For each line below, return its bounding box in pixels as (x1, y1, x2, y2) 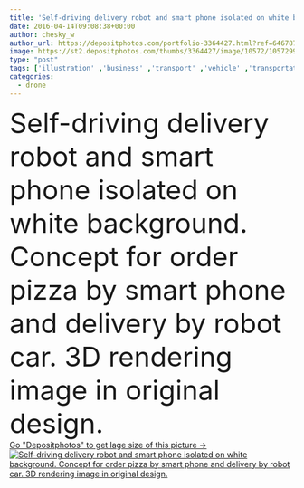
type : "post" (9, 55, 59, 64)
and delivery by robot (9, 305, 282, 340)
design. (9, 406, 104, 440)
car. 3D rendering (9, 339, 233, 374)
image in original (9, 372, 220, 407)
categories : (9, 72, 54, 81)
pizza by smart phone (9, 273, 287, 307)
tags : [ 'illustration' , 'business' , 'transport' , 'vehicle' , (9, 64, 249, 73)
